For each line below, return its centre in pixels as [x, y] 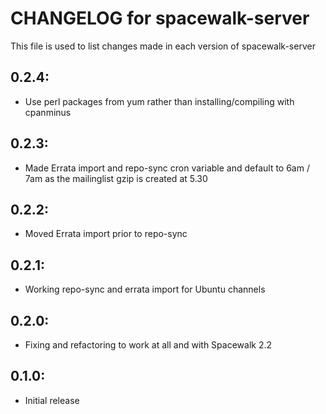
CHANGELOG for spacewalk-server [160, 18]
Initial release [52, 400]
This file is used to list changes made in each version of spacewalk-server [163, 46]
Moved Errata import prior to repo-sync [106, 234]
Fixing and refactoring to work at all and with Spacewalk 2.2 [148, 345]
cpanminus [48, 112]
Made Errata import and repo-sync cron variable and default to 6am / [167, 168]
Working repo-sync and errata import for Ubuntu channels [145, 289]
